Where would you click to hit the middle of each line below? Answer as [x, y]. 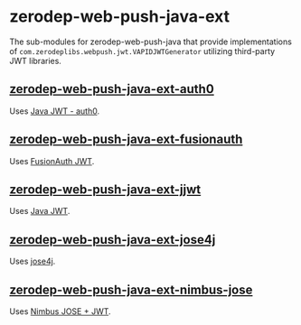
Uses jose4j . [33, 261]
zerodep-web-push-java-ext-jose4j [113, 240]
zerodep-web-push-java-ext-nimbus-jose [131, 289]
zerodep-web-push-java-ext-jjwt [105, 189]
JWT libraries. [35, 60]
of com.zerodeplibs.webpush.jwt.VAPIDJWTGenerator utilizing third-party [142, 51]
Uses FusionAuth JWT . [52, 161]
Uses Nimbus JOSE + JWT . [60, 311]
